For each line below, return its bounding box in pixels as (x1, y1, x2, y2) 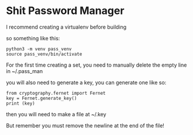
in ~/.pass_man (6, 67, 43, 74)
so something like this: (6, 34, 60, 41)
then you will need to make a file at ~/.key (6, 110, 106, 117)
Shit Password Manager (6, 4, 125, 18)
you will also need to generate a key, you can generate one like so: (6, 79, 167, 86)
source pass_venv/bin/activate (6, 51, 82, 57)
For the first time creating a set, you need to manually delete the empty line (6, 61, 187, 68)
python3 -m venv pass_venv (6, 46, 72, 52)
